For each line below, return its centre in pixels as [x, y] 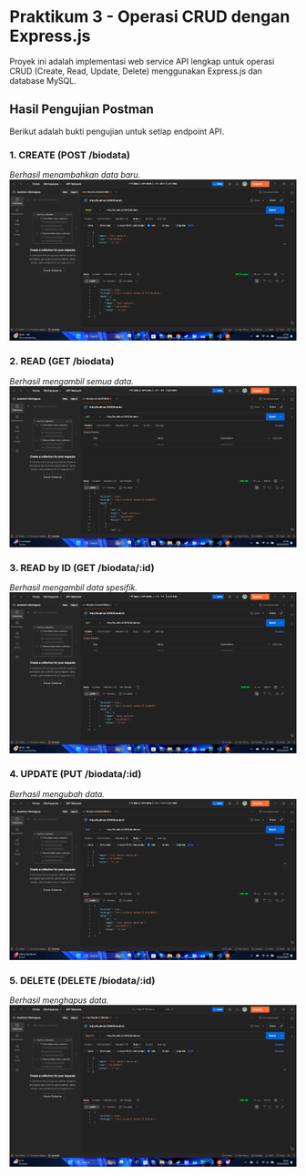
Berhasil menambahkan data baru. [75, 175]
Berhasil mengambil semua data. [71, 381]
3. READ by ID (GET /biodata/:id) [82, 568]
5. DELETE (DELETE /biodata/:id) [82, 980]
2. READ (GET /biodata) [62, 362]
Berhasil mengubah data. [57, 793]
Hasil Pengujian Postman [82, 110]
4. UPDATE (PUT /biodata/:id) [76, 774]
